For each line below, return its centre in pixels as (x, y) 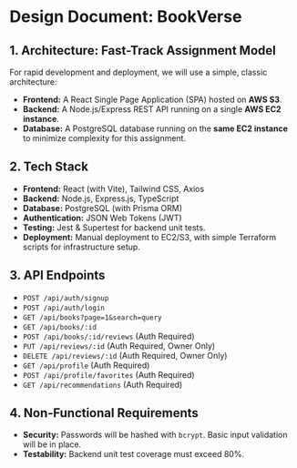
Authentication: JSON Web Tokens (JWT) (102, 218)
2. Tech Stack (49, 167)
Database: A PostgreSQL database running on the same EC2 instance (155, 128)
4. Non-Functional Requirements (104, 413)
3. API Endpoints (57, 275)
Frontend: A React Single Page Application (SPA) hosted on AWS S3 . (152, 99)
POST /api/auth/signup (66, 298)
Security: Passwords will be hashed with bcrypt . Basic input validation (155, 435)
